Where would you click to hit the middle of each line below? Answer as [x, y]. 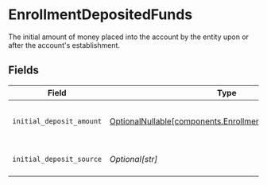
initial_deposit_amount [57, 121]
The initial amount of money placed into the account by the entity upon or [128, 37]
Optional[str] [134, 159]
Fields [24, 71]
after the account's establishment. [64, 45]
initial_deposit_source [57, 159]
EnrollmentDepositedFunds [101, 15]
